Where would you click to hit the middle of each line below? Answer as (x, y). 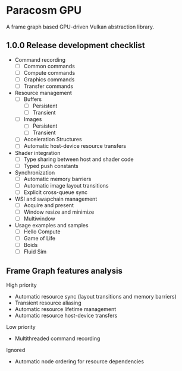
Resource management (43, 93)
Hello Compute (42, 232)
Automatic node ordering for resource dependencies (79, 362)
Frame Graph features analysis (65, 271)
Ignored (16, 350)
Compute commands (49, 72)
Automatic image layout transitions (66, 185)
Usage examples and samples (51, 225)
